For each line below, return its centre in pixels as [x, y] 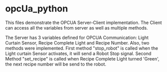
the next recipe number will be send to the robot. [56, 64]
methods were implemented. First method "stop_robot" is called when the [82, 48]
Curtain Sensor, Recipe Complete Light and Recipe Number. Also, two [77, 42]
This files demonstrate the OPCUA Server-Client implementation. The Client [83, 22]
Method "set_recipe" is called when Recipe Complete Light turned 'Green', [82, 58]
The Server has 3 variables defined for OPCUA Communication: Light [77, 37]
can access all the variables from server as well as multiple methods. [77, 27]
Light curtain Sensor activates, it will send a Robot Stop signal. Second [78, 53]
